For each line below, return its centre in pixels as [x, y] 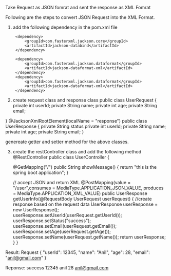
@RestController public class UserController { [61, 157]
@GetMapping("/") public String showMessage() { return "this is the [85, 167]
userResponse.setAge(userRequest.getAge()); [62, 231]
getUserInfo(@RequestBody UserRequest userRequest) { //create [82, 199]
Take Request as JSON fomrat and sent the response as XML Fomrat [78, 7]
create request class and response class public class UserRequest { [84, 100]
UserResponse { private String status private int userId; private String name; [86, 126]
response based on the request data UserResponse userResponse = [85, 204]
